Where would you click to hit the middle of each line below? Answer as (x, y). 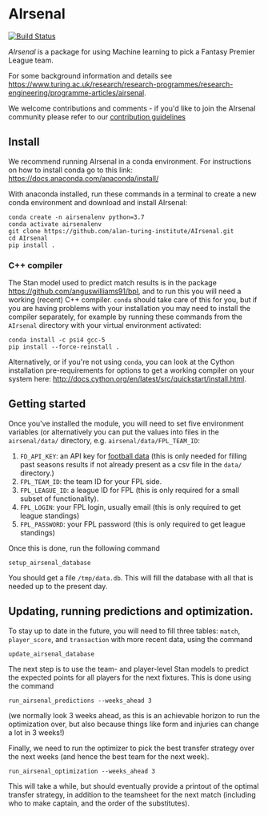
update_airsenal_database (51, 654)
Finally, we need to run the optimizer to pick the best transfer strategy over (131, 748)
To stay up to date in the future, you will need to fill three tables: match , (124, 631)
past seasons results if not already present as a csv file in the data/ (131, 464)
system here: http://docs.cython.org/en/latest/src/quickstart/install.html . (127, 379)
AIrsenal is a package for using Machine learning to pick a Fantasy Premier (132, 51)
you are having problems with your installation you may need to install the (129, 309)
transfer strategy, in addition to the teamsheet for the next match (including (132, 794)
